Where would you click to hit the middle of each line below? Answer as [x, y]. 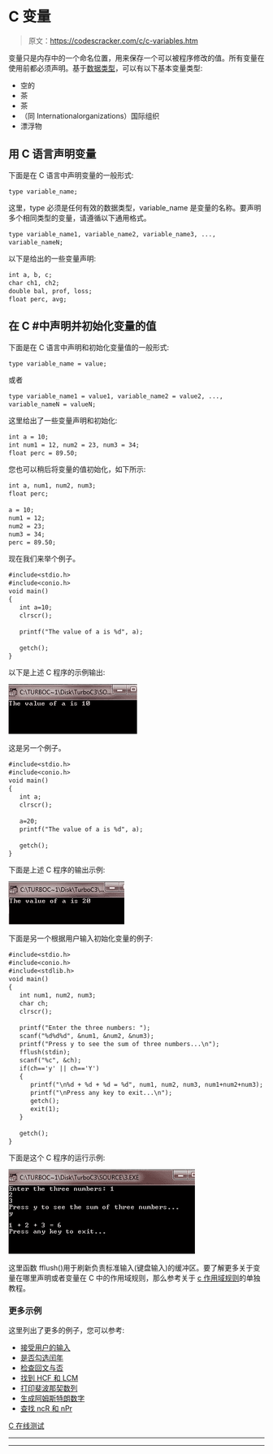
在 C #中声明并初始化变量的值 [82, 326]
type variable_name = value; [58, 363]
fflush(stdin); [45, 1052]
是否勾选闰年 [41, 1357]
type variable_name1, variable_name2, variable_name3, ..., [113, 234]
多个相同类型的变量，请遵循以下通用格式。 [80, 218]
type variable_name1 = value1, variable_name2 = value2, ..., [116, 396]
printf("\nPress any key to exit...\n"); [101, 1093]
